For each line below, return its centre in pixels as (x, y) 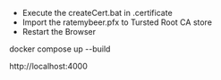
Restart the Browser (59, 32)
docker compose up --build (60, 49)
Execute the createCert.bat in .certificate (97, 13)
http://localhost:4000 (48, 66)
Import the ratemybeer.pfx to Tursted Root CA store (117, 22)
